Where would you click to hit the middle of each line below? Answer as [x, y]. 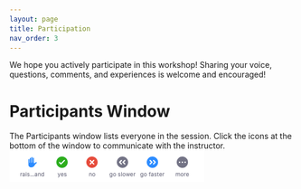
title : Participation [50, 28]
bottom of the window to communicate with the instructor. [118, 146]
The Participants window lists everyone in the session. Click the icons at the [150, 137]
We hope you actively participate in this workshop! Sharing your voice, [141, 65]
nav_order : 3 [34, 38]
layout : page [34, 19]
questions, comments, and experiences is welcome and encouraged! [138, 75]
